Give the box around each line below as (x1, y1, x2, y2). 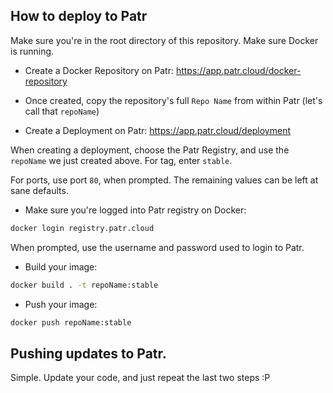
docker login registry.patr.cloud (10, 223, 155, 233)
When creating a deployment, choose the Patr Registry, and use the (10, 144, 290, 156)
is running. (10, 45, 55, 57)
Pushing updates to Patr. (10, 345, 167, 362)
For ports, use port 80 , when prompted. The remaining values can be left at (10, 174, 319, 186)
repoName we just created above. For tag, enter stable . (10, 154, 233, 166)
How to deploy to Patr (10, 8, 148, 25)
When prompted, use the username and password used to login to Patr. (10, 241, 305, 253)
